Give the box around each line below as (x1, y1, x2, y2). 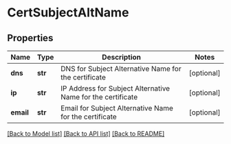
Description (102, 53, 142, 62)
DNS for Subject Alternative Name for (60, 64, 181, 73)
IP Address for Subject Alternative (60, 84, 170, 93)
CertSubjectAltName (7, 5, 129, 21)
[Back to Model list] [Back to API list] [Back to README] (7, 130, 165, 138)
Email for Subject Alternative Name (60, 104, 174, 112)
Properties (7, 32, 54, 44)
